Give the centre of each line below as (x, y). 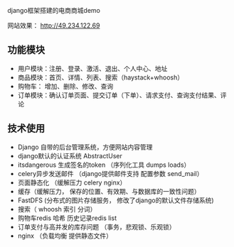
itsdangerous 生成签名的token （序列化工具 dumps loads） (104, 165)
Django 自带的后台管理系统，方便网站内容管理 (85, 147)
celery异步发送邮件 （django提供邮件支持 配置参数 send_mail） (110, 173)
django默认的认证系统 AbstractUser (70, 155)
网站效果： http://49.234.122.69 (54, 26)
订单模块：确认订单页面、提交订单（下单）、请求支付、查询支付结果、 (119, 95)
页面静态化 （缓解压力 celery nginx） (72, 182)
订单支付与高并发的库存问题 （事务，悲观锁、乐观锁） (96, 226)
